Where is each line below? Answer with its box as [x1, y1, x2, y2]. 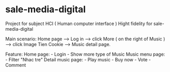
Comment [5, 62, 27, 68]
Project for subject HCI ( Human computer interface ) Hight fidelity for [5, 20, 153, 27]
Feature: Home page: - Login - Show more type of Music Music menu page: [5, 51, 165, 57]
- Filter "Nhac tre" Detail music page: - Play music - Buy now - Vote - [5, 56, 151, 62]
